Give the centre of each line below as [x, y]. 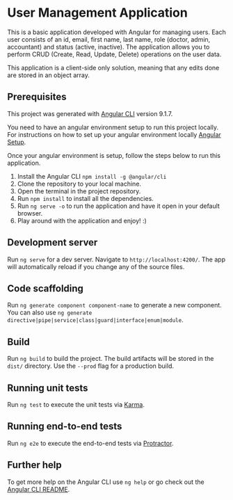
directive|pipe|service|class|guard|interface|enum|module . [95, 320]
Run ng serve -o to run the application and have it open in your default [119, 206]
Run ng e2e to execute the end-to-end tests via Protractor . [90, 443]
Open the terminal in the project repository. [79, 191]
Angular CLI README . [39, 489]
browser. [30, 213]
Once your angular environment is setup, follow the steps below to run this [114, 155]
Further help [35, 465]
